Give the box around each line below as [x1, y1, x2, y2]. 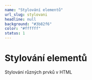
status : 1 [4, 31, 25, 36]
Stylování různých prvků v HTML [4, 69, 72, 75]
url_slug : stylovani [4, 12, 48, 17]
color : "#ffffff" [4, 26, 41, 31]
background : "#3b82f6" [4, 21, 52, 27]
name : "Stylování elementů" [4, 7, 63, 13]
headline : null [4, 17, 36, 22]
